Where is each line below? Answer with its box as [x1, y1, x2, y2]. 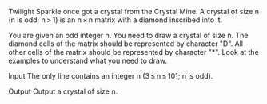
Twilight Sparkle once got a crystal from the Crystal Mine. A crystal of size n [8, 7, 260, 16]
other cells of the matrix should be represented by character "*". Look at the [8, 48, 260, 56]
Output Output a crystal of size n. [8, 87, 118, 96]
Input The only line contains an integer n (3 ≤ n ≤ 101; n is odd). [8, 71, 213, 80]
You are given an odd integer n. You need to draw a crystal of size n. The [8, 31, 249, 40]
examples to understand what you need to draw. [8, 56, 168, 65]
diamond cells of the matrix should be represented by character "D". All [8, 39, 244, 48]
